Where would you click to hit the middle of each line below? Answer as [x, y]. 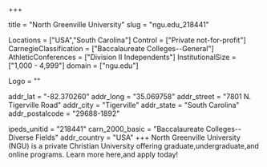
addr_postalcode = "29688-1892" [64, 113]
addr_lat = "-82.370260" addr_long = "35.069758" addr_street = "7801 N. [130, 96]
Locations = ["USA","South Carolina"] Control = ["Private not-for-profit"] [127, 40]
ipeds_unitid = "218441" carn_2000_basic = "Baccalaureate [106, 129]
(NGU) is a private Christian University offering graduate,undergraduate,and [133, 146]
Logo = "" [24, 81]
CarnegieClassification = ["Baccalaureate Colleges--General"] [111, 48]
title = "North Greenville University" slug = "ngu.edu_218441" [109, 24]
